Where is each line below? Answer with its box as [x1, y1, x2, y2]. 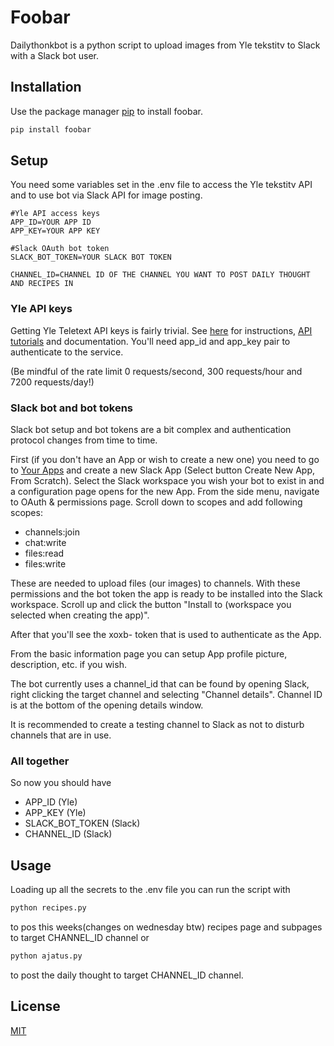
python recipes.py [10, 903, 87, 913]
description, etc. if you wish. [10, 659, 127, 671]
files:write [24, 558, 67, 570]
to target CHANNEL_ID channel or [10, 932, 150, 944]
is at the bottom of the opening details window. [10, 699, 204, 711]
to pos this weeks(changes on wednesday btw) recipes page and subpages [10, 921, 323, 933]
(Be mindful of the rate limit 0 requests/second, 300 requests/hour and [10, 365, 303, 377]
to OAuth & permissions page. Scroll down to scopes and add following [10, 496, 303, 508]
